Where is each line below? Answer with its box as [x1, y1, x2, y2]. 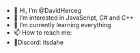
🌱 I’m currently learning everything [13, 21, 111, 29]
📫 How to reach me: [13, 29, 72, 37]
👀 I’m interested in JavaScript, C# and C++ [13, 14, 135, 22]
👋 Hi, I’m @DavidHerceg [13, 7, 82, 14]
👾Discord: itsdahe [13, 38, 64, 46]
